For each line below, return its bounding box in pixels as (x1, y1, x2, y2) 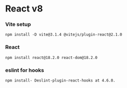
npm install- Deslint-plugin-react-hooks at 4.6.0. (5, 78, 115, 83)
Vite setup (5, 21, 31, 28)
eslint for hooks (5, 66, 44, 73)
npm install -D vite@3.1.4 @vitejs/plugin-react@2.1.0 (5, 32, 122, 37)
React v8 (5, 3, 43, 14)
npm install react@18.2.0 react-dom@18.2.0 (5, 55, 98, 60)
